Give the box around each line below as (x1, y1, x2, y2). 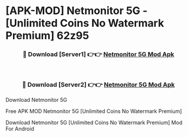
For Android (5, 125, 35, 132)
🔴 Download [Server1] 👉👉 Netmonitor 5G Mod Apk (22, 50, 174, 59)
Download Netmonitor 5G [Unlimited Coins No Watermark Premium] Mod (5, 119, 183, 126)
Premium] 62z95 (5, 29, 90, 42)
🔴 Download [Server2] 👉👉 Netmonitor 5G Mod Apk (22, 81, 175, 89)
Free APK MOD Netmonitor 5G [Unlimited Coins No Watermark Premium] (5, 107, 182, 115)
